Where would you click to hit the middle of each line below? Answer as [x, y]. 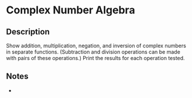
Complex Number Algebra [71, 10]
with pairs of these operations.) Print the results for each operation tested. [96, 58]
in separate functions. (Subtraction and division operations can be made [93, 52]
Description [28, 32]
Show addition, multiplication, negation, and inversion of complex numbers [96, 45]
